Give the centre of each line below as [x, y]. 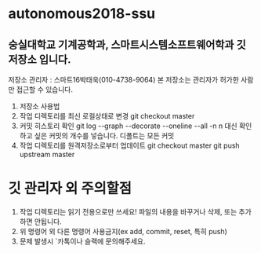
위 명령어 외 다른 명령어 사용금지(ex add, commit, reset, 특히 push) [123, 231]
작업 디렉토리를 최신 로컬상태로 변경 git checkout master [107, 116]
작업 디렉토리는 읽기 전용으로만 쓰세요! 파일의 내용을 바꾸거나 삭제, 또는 [128, 211]
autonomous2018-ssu [82, 14]
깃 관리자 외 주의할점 [70, 189]
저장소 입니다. [40, 59]
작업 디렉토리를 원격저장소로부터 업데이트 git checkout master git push [130, 145]
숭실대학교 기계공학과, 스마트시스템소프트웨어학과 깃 [127, 44]
